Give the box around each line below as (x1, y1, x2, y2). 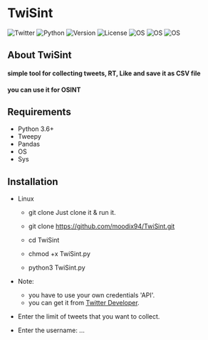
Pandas (17, 140, 41, 149)
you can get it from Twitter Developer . (28, 299, 140, 307)
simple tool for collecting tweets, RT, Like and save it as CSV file (7, 69, 201, 78)
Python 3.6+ (17, 124, 55, 133)
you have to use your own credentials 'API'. (28, 291, 155, 299)
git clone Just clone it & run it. (28, 208, 116, 217)
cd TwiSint (28, 236, 60, 245)
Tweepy (17, 132, 41, 141)
